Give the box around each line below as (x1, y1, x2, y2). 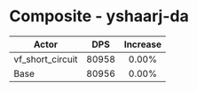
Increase (123, 38, 162, 50)
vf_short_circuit (13, 53, 78, 65)
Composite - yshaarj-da (9, 6, 189, 27)
